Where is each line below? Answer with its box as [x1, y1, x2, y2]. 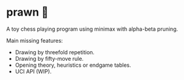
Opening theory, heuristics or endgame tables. [15, 61, 131, 69]
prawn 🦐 [6, 5, 49, 19]
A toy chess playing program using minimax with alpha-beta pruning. [6, 25, 179, 32]
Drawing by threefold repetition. [15, 48, 95, 56]
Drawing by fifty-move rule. [15, 55, 84, 62]
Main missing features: [6, 37, 64, 44]
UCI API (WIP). [15, 67, 52, 75]
